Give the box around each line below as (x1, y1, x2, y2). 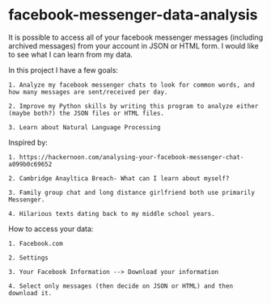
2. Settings (8, 253, 49, 262)
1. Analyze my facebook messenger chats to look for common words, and (8, 81, 255, 89)
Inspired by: (8, 137, 49, 147)
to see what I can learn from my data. (8, 49, 133, 59)
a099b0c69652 (8, 160, 53, 168)
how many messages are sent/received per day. (8, 87, 168, 96)
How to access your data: (8, 224, 94, 234)
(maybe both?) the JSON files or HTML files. (8, 109, 164, 117)
